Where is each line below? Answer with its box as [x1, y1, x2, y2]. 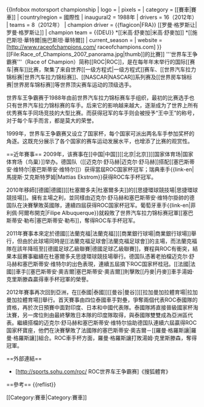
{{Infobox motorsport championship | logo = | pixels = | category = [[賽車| [6, 6, 192, 13]
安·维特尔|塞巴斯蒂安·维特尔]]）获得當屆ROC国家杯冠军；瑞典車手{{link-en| [6, 166, 194, 173]
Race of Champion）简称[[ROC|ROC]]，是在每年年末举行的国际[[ [27, 58, 190, 65]
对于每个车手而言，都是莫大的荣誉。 [6, 117, 97, 124]
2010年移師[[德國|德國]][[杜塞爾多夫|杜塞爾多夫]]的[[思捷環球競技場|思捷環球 [6, 186, 198, 193]
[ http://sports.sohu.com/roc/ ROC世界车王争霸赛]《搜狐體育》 [15, 368, 172, 375]
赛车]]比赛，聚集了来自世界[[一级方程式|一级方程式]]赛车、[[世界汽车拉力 [13, 66, 197, 73]
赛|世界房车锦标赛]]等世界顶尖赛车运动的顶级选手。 [6, 81, 135, 88]
